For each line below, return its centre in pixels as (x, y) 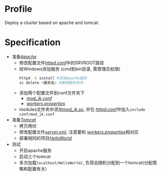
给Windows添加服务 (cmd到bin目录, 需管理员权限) (70, 69)
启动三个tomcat (35, 156)
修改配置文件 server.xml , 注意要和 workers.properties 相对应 (79, 132)
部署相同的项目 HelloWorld (45, 138)
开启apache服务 (35, 150)
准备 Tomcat (24, 120)
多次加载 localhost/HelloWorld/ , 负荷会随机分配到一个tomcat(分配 (86, 162)
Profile (18, 9)
